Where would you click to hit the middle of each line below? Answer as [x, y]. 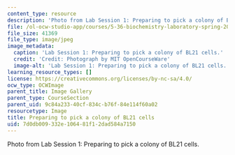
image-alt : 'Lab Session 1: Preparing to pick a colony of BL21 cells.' [122, 66]
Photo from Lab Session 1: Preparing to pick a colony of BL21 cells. [103, 144]
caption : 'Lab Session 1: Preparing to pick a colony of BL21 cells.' [119, 53]
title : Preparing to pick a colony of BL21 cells [81, 117]
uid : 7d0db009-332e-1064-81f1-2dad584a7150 [72, 124]
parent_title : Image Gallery [50, 91]
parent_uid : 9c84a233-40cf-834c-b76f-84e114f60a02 [83, 105]
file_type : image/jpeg [40, 40]
